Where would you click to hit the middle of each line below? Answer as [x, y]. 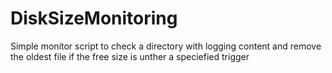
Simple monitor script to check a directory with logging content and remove [166, 46]
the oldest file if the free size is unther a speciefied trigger [130, 56]
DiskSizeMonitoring [94, 18]
